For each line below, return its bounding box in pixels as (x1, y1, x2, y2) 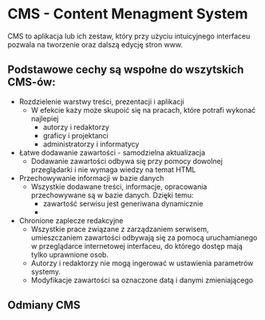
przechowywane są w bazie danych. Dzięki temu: (30, 190, 194, 200)
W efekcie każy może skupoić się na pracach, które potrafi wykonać (30, 105, 256, 114)
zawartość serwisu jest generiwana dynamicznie (42, 198, 204, 208)
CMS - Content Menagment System (7, 5, 248, 23)
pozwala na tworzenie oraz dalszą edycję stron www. (7, 39, 183, 49)
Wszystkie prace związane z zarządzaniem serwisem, (30, 224, 209, 234)
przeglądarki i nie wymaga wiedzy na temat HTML (30, 165, 196, 174)
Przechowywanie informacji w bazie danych (18, 173, 164, 182)
